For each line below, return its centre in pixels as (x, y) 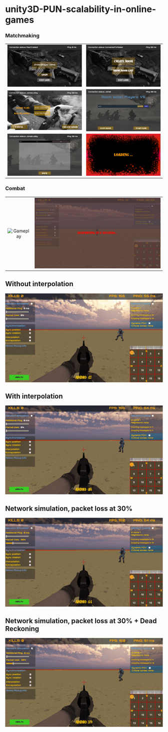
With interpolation (34, 396)
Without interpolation (39, 284)
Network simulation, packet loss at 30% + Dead (81, 621)
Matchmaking (22, 36)
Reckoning (22, 629)
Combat (15, 188)
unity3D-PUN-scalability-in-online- (81, 9)
